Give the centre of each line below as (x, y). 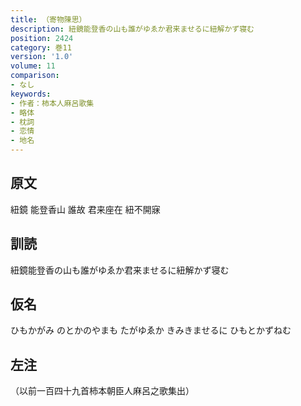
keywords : (31, 94)
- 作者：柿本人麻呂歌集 (52, 103)
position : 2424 (42, 38)
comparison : (35, 76)
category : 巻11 (41, 47)
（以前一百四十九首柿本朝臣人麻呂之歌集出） (102, 391)
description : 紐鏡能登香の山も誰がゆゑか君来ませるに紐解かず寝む (132, 29)
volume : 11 (33, 66)
